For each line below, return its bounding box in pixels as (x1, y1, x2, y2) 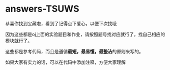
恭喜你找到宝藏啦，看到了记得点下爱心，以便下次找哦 (5, 20, 117, 26)
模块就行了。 (5, 38, 32, 44)
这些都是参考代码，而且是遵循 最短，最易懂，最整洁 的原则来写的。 (5, 48, 144, 54)
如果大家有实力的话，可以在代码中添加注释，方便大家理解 (5, 59, 126, 65)
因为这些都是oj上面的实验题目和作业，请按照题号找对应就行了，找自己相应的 (5, 31, 165, 37)
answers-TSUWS (5, 3, 80, 15)
